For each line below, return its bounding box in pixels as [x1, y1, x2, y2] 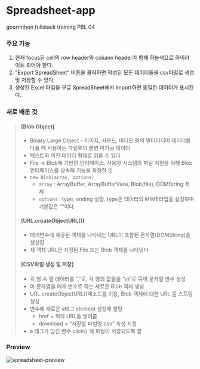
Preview [6, 343, 30, 351]
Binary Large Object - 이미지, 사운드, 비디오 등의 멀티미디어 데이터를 [29, 137, 191, 144]
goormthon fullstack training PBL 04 [6, 23, 96, 30]
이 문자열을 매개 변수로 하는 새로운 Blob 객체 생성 [29, 282, 144, 290]
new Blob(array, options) [29, 174, 94, 181]
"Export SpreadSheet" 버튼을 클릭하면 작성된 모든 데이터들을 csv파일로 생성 [14, 69, 195, 76]
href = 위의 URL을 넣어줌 [38, 312, 97, 319]
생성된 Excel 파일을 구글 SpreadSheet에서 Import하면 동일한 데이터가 [14, 84, 178, 91]
